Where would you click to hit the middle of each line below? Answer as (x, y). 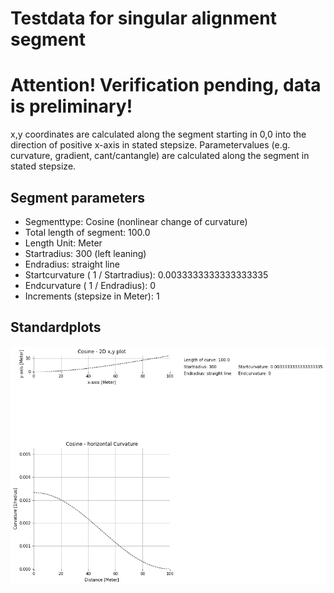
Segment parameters (78, 197)
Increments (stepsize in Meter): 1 (92, 296)
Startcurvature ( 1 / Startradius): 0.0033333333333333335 (146, 274)
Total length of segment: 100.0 (87, 232)
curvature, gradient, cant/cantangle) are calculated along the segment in (160, 156)
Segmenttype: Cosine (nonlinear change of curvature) (136, 221)
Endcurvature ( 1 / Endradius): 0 (90, 285)
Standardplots (56, 327)
